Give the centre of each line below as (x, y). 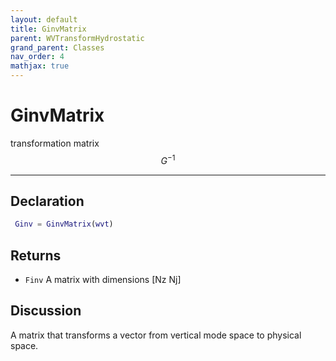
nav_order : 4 (37, 57)
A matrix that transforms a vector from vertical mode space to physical (156, 335)
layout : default (44, 19)
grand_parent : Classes (57, 47)
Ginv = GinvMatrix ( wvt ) (64, 224)
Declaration (47, 201)
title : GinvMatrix (48, 29)
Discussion (46, 311)
